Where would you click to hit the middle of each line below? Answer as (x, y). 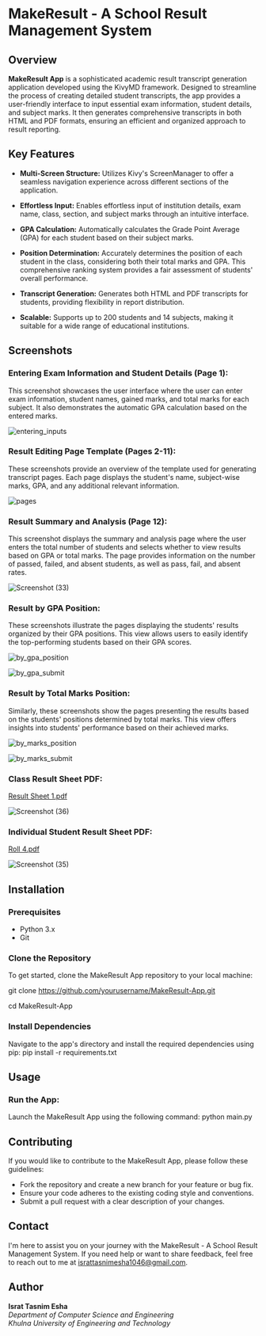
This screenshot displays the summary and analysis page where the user (127, 539)
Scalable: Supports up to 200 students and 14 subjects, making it (126, 317)
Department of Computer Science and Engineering (91, 1315)
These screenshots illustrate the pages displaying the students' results (123, 626)
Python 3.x (37, 929)
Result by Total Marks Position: (69, 694)
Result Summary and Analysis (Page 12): (88, 521)
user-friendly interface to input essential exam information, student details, (130, 104)
